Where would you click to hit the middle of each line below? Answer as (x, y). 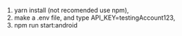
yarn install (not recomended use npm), (71, 10)
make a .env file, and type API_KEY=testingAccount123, (95, 18)
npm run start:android (45, 25)
